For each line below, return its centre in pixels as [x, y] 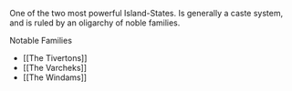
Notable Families [41, 40]
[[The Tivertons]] [55, 58]
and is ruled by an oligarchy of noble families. [95, 23]
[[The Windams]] [55, 77]
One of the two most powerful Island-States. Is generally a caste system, [146, 13]
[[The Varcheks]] [54, 68]
